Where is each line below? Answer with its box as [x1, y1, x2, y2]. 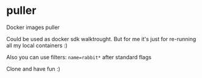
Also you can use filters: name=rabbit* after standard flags [6, 53, 152, 60]
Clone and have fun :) [6, 65, 61, 73]
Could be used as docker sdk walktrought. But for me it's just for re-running [6, 35, 197, 42]
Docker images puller [6, 24, 60, 31]
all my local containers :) [6, 42, 68, 49]
